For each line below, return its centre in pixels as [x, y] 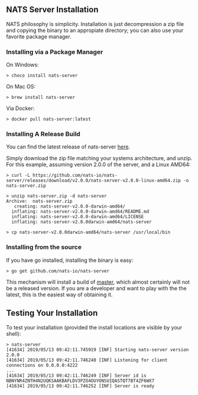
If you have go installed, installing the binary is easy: [70, 260]
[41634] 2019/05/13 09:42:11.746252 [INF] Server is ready [80, 386]
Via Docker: [20, 108]
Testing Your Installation [52, 313]
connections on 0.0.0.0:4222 [42, 365]
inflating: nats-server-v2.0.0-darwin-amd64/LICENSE [78, 217]
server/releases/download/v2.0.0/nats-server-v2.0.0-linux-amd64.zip [94, 181]
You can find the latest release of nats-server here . [68, 147]
